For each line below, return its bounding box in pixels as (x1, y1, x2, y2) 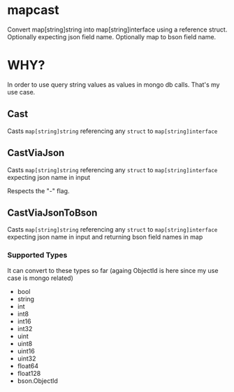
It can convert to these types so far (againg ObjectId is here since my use (7, 266, 219, 274)
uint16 (17, 346, 35, 355)
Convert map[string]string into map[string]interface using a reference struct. (7, 25, 228, 34)
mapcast (7, 2, 59, 18)
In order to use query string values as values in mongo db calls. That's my (7, 80, 220, 89)
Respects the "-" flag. (7, 186, 70, 195)
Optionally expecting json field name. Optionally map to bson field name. (7, 32, 217, 41)
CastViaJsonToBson (7, 206, 98, 218)
